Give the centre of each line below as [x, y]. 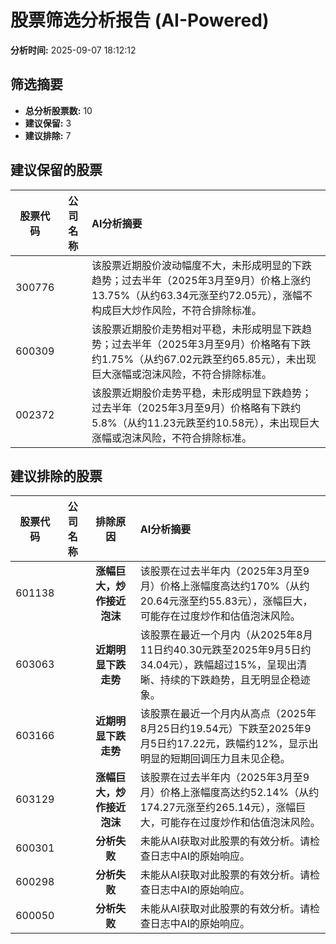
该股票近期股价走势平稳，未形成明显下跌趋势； [202, 393]
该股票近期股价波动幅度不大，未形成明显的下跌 [202, 265]
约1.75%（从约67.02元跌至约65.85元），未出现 [204, 359]
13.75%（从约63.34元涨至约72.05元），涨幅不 [202, 295]
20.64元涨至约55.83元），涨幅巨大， [226, 601]
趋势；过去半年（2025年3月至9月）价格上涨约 [201, 280]
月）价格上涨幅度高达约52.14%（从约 [229, 793]
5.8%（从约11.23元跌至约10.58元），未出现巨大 [205, 423]
